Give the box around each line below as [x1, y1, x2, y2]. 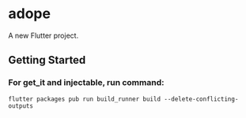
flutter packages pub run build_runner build [8, 95, 161, 103]
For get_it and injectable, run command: [8, 77, 165, 88]
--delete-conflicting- [163, 95, 239, 103]
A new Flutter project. [8, 31, 79, 40]
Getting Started [8, 53, 86, 67]
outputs [8, 101, 34, 110]
